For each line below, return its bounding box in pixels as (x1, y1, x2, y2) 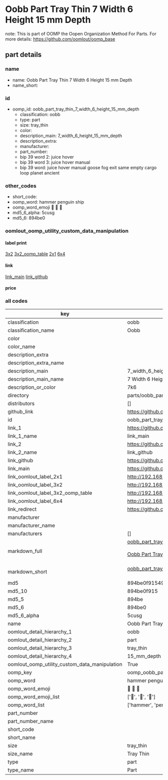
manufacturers (7, 530, 42, 537)
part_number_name (7, 718, 53, 725)
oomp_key (7, 669, 32, 676)
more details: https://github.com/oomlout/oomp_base (5, 36, 115, 42)
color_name (7, 343, 35, 350)
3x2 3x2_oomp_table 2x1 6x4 (5, 251, 65, 257)
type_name (7, 766, 34, 773)
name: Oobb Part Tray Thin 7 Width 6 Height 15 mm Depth (12, 77, 132, 83)
